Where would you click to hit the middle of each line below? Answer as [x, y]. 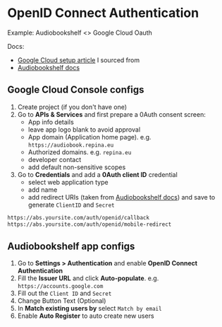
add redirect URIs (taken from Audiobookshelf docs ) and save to [122, 197]
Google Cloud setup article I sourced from [78, 60]
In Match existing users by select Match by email [90, 309]
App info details [51, 122]
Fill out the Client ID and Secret [64, 293]
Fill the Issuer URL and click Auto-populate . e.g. [88, 278]
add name [43, 190]
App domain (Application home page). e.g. [90, 137]
